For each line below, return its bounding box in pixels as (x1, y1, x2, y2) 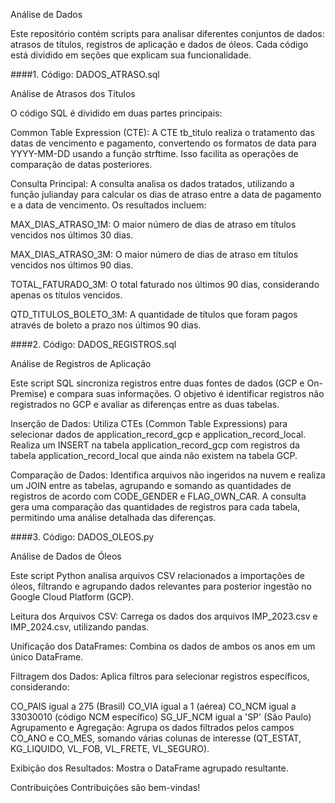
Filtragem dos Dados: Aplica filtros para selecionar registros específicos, (10, 670, 310, 682)
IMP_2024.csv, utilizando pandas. (10, 621, 150, 633)
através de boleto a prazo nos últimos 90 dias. (10, 319, 202, 331)
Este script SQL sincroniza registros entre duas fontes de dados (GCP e (10, 377, 305, 389)
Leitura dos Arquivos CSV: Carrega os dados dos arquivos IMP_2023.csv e (10, 610, 318, 622)
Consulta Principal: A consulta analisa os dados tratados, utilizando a (10, 178, 295, 189)
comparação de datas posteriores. (10, 159, 153, 170)
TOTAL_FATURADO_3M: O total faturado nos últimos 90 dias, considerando (10, 279, 320, 290)
